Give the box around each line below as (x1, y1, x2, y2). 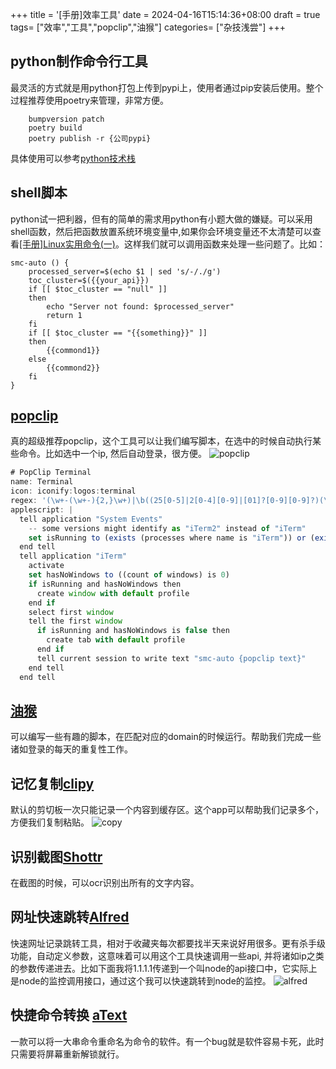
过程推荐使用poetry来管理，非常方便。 (10, 94, 170, 106)
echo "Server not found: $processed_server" (46, 301, 235, 312)
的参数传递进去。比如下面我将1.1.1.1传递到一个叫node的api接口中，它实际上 (10, 962, 318, 974)
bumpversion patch (28, 114, 105, 124)
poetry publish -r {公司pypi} (28, 133, 152, 143)
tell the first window (28, 616, 123, 627)
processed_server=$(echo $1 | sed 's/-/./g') (28, 266, 222, 277)
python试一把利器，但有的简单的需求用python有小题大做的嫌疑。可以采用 (10, 213, 313, 225)
